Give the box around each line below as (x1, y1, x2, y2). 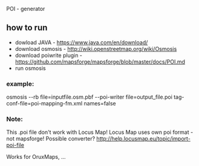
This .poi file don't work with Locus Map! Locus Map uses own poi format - (6, 128, 194, 136)
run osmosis (15, 64, 47, 71)
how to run (6, 22, 48, 33)
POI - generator (6, 5, 45, 12)
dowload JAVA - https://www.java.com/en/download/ (15, 39, 148, 46)
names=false (83, 100, 116, 107)
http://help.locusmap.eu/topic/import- (96, 135, 191, 142)
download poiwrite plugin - (15, 51, 83, 59)
